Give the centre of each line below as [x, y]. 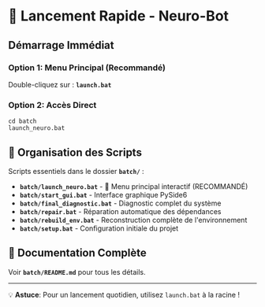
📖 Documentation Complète [78, 253]
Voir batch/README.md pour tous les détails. [77, 272]
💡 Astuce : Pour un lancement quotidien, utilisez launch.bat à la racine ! [124, 294]
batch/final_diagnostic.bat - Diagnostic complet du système [120, 203]
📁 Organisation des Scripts [75, 152]
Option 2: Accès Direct [52, 105]
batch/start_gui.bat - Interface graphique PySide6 [103, 194]
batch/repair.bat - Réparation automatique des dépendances [120, 211]
